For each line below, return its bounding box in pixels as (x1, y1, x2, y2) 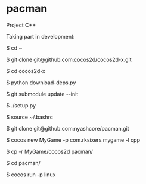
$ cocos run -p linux (6, 171, 56, 178)
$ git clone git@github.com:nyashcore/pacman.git (6, 125, 129, 132)
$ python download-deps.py (6, 79, 76, 86)
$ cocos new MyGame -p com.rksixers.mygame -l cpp (6, 136, 141, 144)
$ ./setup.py (6, 101, 36, 109)
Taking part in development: (6, 33, 75, 40)
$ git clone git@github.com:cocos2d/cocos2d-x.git (6, 56, 132, 63)
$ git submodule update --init (6, 90, 79, 97)
